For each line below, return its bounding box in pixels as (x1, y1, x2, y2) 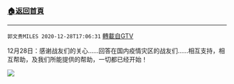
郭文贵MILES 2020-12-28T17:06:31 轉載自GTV (7, 32, 134, 40)
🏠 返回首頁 (7, 6, 45, 15)
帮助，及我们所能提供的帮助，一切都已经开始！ (13, 56, 148, 64)
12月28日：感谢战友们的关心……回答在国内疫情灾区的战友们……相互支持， (7, 47, 219, 55)
